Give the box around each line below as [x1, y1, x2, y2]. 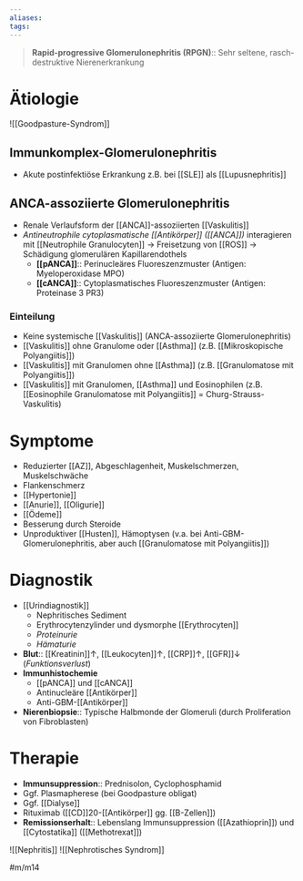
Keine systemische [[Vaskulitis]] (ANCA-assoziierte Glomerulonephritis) [22, 331, 291, 342]
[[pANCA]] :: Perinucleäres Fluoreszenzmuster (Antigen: [35, 259, 247, 270]
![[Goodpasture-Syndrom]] [9, 118, 111, 129]
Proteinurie [35, 630, 78, 640]
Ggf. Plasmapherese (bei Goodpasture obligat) [22, 788, 197, 799]
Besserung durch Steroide [22, 518, 121, 529]
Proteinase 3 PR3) [35, 288, 105, 299]
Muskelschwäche [22, 470, 89, 481]
